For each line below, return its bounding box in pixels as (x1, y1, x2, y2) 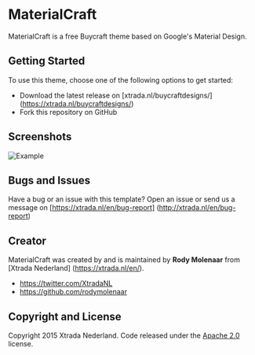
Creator (8, 234, 47, 247)
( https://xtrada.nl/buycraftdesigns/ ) (19, 98, 134, 108)
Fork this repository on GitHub (19, 107, 118, 116)
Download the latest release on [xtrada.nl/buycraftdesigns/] (19, 91, 213, 100)
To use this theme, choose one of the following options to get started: (8, 75, 234, 84)
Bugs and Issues (8, 173, 91, 187)
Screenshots (8, 130, 72, 143)
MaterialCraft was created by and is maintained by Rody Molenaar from (8, 255, 241, 264)
